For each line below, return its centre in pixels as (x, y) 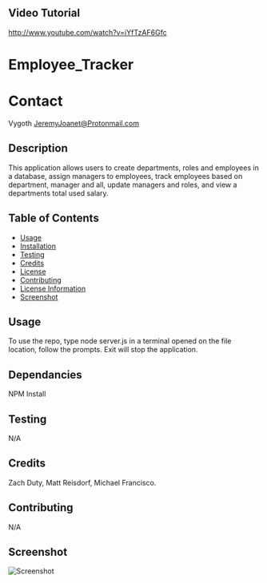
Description (38, 148)
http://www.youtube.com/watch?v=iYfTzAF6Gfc (88, 32)
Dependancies (45, 375)
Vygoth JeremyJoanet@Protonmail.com (74, 123)
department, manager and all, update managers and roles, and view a (123, 184)
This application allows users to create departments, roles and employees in (134, 168)
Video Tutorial (44, 13)
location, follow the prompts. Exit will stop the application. (103, 350)
